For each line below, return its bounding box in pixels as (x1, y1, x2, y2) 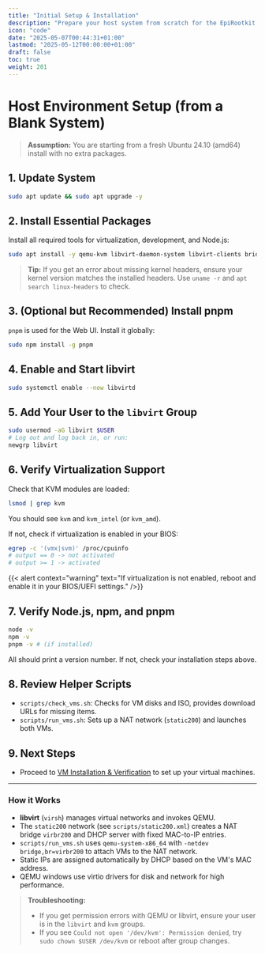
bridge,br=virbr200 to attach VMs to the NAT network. (19, 846, 198, 856)
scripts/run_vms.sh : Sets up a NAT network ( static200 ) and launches (19, 715, 247, 724)
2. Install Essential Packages (8, 214, 151, 228)
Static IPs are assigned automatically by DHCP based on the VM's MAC (19, 855, 252, 864)
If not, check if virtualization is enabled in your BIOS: (8, 529, 179, 539)
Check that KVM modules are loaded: (8, 484, 130, 494)
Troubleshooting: (27, 895, 86, 905)
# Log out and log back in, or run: (8, 434, 129, 442)
